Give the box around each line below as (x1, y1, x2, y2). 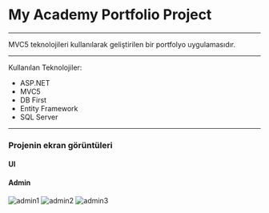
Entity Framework (19, 103, 78, 113)
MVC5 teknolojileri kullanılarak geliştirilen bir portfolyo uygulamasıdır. (8, 39, 236, 49)
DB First (19, 94, 46, 105)
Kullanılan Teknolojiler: (8, 62, 82, 72)
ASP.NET (19, 78, 50, 87)
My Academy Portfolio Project (8, 6, 212, 24)
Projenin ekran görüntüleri (8, 139, 113, 151)
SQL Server (19, 112, 58, 122)
